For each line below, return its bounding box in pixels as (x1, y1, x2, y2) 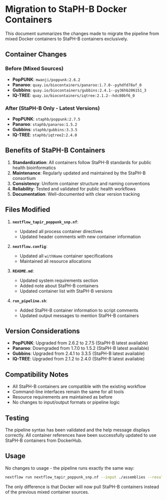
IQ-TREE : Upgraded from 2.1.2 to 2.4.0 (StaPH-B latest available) (12, 356, 145, 362)
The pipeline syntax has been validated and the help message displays (5, 426, 150, 433)
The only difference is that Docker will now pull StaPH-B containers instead (5, 484, 159, 490)
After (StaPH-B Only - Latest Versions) (5, 104, 100, 111)
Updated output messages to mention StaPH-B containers (19, 312, 139, 319)
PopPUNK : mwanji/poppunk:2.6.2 (12, 76, 81, 83)
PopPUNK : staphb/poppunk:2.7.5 (12, 116, 81, 122)
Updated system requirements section (19, 277, 98, 283)
